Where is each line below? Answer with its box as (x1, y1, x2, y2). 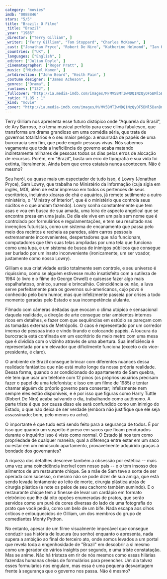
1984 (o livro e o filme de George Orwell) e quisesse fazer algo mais (5, 276, 144, 282)
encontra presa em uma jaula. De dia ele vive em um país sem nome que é (5, 213, 158, 219)
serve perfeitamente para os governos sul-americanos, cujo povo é (5, 287, 143, 292)
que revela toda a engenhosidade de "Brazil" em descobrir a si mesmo (5, 542, 150, 547)
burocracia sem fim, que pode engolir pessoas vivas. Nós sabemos (5, 140, 143, 145)
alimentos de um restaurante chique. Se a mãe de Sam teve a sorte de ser (5, 468, 157, 474)
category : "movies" (5, 7, 46, 12)
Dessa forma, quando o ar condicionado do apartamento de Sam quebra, (5, 369, 155, 375)
